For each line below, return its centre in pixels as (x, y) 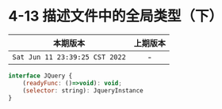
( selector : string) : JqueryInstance (83, 90)
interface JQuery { (40, 76)
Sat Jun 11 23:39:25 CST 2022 (69, 57)
